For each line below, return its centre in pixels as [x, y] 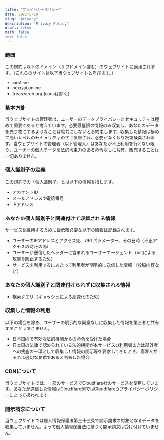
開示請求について [25, 409]
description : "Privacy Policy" [37, 23]
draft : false [18, 28]
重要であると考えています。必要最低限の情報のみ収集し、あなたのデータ [86, 125]
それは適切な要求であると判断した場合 [51, 357]
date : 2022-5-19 [22, 14]
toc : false [16, 37]
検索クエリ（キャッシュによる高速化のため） [57, 297]
